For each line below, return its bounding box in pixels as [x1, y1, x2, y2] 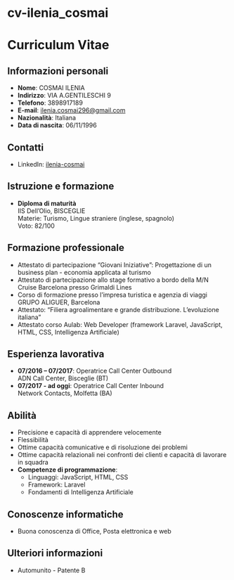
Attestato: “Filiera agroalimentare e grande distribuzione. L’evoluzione [17, 305, 219, 314]
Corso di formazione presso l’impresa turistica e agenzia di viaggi [17, 290, 207, 299]
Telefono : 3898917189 [17, 98, 83, 107]
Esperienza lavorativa [7, 348, 105, 360]
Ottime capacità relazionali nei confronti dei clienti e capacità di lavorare [17, 451, 227, 459]
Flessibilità [17, 436, 49, 444]
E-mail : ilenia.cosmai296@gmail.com [17, 106, 126, 115]
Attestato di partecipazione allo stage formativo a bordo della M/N [17, 276, 209, 284]
